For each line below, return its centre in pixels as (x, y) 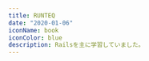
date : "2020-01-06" (41, 23)
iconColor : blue (35, 38)
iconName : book (34, 30)
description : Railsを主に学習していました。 (77, 45)
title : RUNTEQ (32, 15)
